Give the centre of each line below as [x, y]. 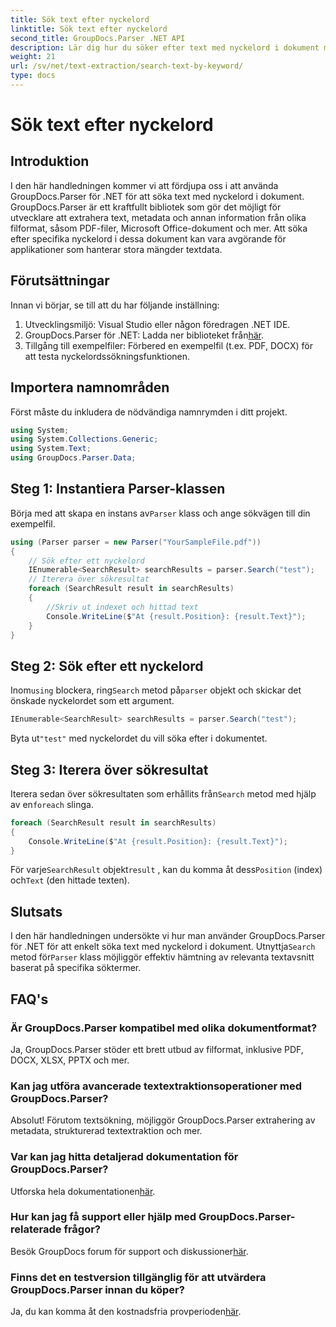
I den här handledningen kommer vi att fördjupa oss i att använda [144, 185]
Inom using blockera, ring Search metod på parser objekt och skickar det [156, 690]
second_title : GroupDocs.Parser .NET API [98, 38]
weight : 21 [33, 57]
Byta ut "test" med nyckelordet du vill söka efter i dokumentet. [139, 738]
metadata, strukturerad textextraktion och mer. [106, 1131]
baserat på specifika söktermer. [76, 968]
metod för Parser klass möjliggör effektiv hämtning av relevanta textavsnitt [162, 957]
